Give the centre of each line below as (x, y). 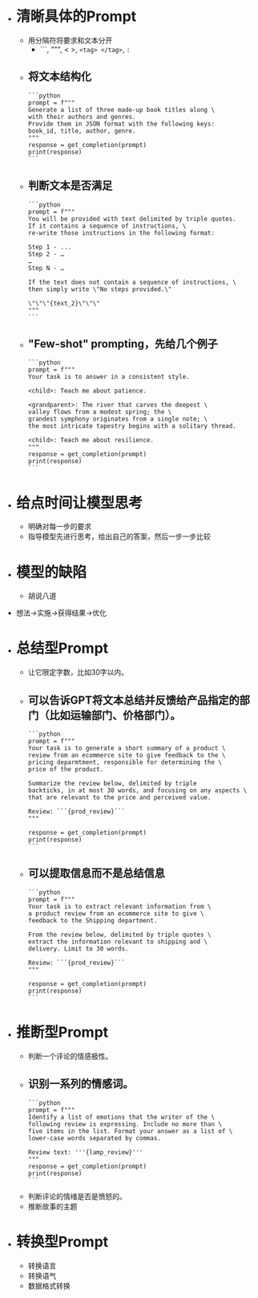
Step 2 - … (46, 254)
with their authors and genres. (82, 117)
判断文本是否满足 (70, 186)
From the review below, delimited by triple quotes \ (119, 934)
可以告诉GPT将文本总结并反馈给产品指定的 (133, 700)
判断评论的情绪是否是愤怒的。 (77, 1196)
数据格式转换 (49, 1286)
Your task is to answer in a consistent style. (109, 377)
